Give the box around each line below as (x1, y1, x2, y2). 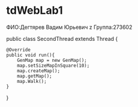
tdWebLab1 (6, 4, 63, 17)
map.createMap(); (17, 67, 61, 74)
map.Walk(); (17, 78, 47, 84)
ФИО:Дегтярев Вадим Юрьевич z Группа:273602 (6, 23, 133, 31)
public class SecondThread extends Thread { (6, 35, 118, 42)
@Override (6, 46, 31, 53)
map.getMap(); (17, 73, 52, 79)
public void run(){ (6, 52, 55, 58)
